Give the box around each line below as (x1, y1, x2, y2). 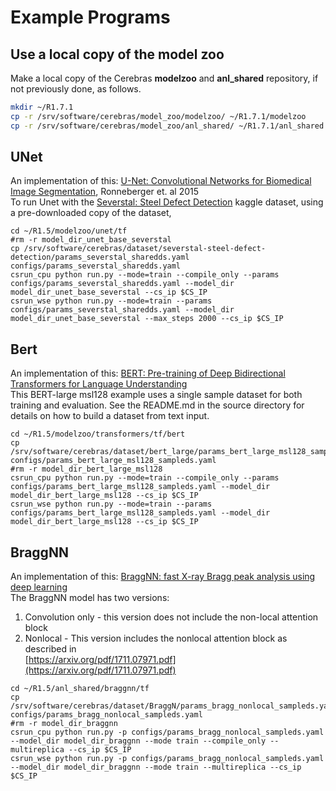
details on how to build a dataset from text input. (10, 410, 210, 422)
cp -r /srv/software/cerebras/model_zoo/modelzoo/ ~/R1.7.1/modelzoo (10, 111, 307, 121)
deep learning (10, 581, 68, 593)
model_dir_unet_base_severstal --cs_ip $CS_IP (10, 287, 208, 298)
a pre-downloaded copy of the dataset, (10, 207, 172, 219)
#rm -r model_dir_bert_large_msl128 (10, 464, 163, 475)
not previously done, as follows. (10, 83, 142, 95)
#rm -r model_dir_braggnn (10, 719, 118, 729)
